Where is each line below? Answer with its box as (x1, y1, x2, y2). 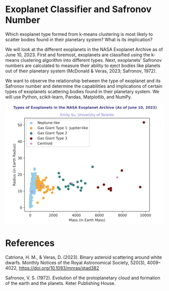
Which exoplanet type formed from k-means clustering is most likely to (5, 31, 153, 37)
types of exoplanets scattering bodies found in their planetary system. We (5, 88, 159, 94)
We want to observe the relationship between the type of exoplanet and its (5, 78, 161, 84)
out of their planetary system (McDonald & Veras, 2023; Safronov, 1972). (5, 67, 157, 74)
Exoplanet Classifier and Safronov (5, 4, 152, 15)
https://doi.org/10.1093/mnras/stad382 (18, 265, 100, 271)
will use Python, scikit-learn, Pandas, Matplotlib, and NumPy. (5, 94, 132, 100)
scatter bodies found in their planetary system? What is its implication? (5, 37, 153, 43)
